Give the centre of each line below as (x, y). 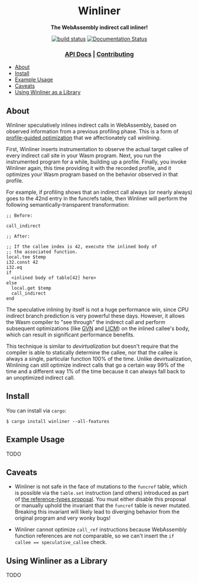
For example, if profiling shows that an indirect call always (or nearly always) (99, 192)
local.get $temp (31, 289)
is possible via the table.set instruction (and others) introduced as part (102, 493)
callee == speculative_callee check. (61, 542)
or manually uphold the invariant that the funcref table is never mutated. (103, 505)
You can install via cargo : (36, 411)
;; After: (18, 236)
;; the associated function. (42, 252)
